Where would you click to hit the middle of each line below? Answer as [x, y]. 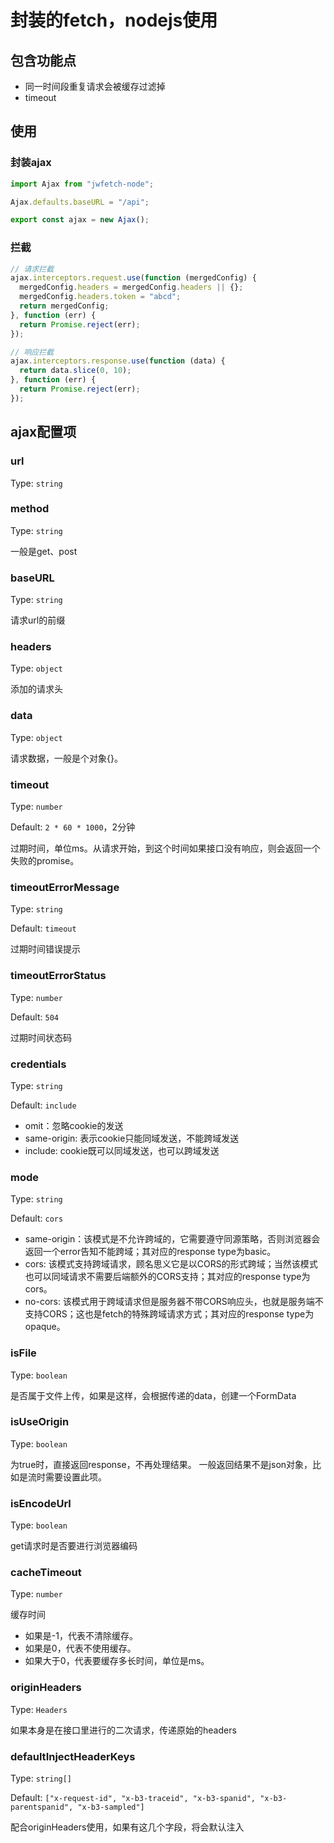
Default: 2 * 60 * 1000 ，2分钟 [73, 827]
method [30, 509]
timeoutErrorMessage [65, 887]
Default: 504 [34, 1017]
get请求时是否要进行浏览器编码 [74, 1546]
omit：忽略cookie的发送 [74, 1125]
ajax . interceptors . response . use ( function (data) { [118, 361]
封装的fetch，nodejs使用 [114, 20]
